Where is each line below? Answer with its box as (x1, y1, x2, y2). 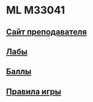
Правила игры (6, 86, 62, 97)
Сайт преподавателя (6, 27, 87, 37)
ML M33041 (6, 4, 65, 17)
